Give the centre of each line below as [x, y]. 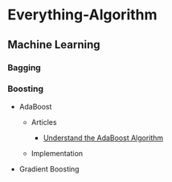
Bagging [24, 68]
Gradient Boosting [49, 169]
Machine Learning [54, 45]
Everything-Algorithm [82, 15]
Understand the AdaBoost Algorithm [103, 138]
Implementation [57, 153]
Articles [44, 122]
